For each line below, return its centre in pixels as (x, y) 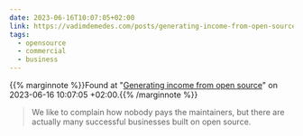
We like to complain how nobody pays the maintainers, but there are (158, 112)
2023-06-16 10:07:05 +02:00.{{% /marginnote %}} (104, 95)
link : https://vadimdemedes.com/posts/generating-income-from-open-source (153, 26)
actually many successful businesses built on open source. (141, 122)
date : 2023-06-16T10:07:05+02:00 (72, 18)
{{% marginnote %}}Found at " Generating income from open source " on (143, 85)
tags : (19, 34)
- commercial (42, 51)
